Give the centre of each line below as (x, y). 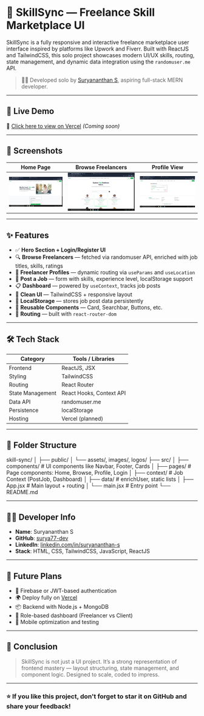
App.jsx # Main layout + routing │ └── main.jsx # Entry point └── (89, 486)
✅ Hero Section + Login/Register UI (60, 250)
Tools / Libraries (93, 359)
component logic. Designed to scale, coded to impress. (90, 674)
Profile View (168, 168)
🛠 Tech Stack (33, 340)
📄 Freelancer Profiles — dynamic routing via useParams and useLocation (105, 272)
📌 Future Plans (34, 576)
